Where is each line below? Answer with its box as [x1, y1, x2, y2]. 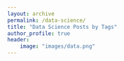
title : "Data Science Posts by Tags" [7, 23, 118, 30]
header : [7, 36, 30, 43]
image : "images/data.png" [20, 43, 96, 50]
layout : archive [7, 10, 55, 18]
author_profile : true [7, 29, 71, 37]
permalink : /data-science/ [7, 17, 86, 24]
